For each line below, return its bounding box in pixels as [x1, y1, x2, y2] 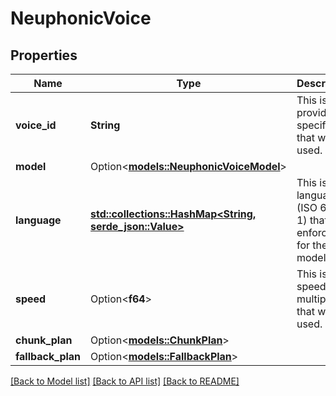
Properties [10, 47, 78, 64]
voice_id [15, 118, 57, 132]
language [15, 213, 62, 227]
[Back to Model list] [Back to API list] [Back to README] [10, 375, 240, 387]
